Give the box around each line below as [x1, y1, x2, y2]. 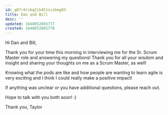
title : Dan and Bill [5, 12, 49, 17]
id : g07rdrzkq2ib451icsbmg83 [5, 7, 66, 12]
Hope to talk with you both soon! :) [5, 94, 77, 100]
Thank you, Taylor [5, 104, 43, 110]
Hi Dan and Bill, [5, 39, 37, 45]
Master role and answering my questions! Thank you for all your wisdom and [5, 54, 163, 60]
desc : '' [5, 16, 24, 21]
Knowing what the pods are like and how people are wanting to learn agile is [5, 69, 163, 75]
